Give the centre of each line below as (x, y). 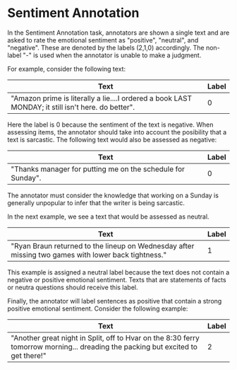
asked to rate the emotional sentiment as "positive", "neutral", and (103, 40)
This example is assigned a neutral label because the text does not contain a (119, 272)
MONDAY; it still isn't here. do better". (73, 107)
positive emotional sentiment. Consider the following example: (98, 308)
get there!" (29, 355)
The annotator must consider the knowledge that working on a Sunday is (113, 195)
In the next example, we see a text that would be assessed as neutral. (108, 216)
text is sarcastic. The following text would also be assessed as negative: (112, 139)
